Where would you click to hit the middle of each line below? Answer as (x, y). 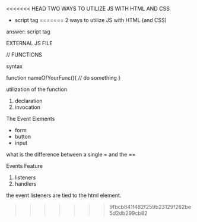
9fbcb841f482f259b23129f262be (150, 207)
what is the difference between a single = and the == (71, 154)
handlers (26, 184)
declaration (28, 101)
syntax (14, 66)
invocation (27, 107)
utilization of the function (37, 89)
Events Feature (25, 166)
